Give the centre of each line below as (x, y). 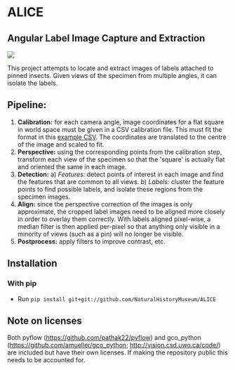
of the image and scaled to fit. (61, 144)
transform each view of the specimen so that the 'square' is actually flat (121, 159)
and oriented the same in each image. (72, 166)
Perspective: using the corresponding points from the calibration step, (120, 152)
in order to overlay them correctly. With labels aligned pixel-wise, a (114, 219)
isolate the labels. (33, 83)
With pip (22, 284)
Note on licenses (45, 321)
